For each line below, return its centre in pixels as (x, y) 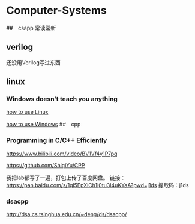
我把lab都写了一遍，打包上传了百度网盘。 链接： (66, 178)
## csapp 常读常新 (31, 28)
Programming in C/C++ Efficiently (57, 140)
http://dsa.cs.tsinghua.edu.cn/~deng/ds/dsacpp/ (67, 214)
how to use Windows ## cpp (43, 125)
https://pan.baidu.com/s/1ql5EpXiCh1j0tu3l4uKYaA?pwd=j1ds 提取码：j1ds (97, 185)
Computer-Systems (56, 11)
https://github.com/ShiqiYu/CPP (46, 165)
